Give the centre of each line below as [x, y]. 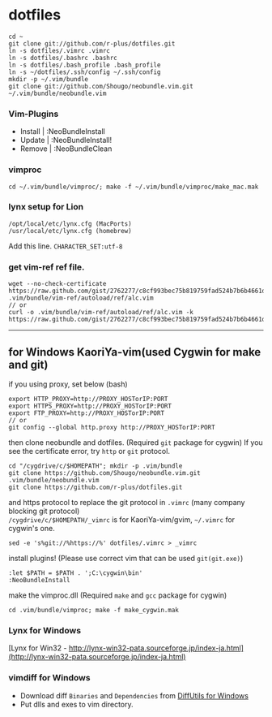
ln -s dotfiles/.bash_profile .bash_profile [85, 65]
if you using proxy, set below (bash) [68, 384]
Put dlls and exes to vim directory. [76, 704]
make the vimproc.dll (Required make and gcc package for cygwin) [118, 595]
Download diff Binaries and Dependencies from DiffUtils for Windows [134, 695]
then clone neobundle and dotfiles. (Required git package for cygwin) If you [136, 442]
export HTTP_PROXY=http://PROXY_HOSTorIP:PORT [88, 399]
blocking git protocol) [44, 511]
